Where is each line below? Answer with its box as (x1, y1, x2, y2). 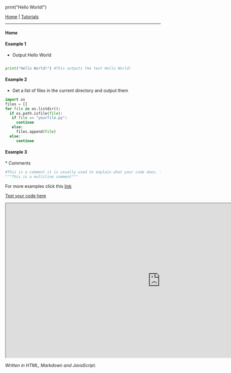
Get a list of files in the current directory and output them (12, 87, 128, 93)
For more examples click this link (5, 183, 72, 189)
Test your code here (5, 193, 46, 199)
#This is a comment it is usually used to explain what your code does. (5, 169, 158, 174)
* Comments (5, 160, 31, 166)
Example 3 (5, 149, 27, 155)
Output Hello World (12, 52, 52, 58)
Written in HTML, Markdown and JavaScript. (5, 362, 96, 368)
